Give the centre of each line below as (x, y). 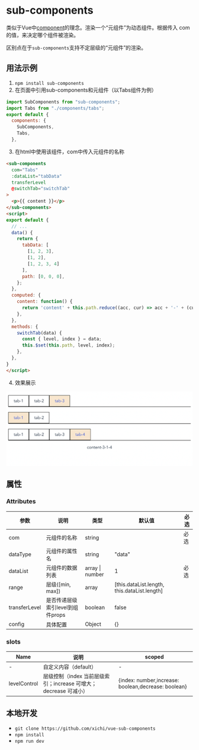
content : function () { (45, 302)
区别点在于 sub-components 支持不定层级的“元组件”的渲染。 (76, 48)
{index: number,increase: (149, 680)
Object (93, 624)
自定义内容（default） (70, 667)
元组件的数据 (62, 568)
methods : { (25, 327)
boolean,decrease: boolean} (153, 686)
